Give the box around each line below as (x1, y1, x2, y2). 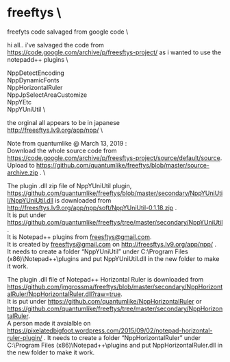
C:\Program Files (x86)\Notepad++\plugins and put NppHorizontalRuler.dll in (7, 341, 223, 349)
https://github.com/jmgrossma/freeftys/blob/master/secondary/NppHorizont (7, 282, 223, 291)
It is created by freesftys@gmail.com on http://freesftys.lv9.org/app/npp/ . (7, 240, 217, 248)
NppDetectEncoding (7, 69, 65, 77)
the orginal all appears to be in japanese (7, 118, 120, 126)
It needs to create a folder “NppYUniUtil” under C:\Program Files (7, 247, 188, 256)
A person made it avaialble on (7, 319, 91, 327)
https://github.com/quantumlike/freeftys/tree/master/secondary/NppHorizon (7, 304, 223, 313)
